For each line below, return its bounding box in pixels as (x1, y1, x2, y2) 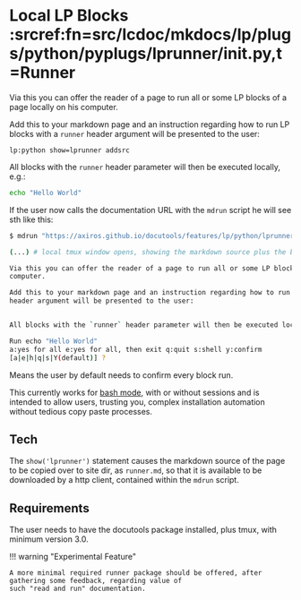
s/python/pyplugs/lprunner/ (9, 44, 224, 64)
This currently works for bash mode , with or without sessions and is (9, 387, 260, 398)
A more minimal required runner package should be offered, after (9, 569, 262, 578)
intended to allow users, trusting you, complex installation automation (9, 396, 266, 407)
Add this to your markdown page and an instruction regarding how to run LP (9, 118, 290, 130)
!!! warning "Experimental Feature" (9, 552, 137, 562)
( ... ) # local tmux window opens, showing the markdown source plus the (9, 247, 287, 256)
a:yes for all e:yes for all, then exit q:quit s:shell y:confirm (9, 345, 262, 354)
